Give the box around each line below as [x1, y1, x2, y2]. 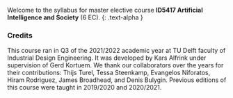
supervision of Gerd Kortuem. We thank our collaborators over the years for [7, 61, 224, 70]
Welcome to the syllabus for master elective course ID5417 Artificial [7, 6, 203, 14]
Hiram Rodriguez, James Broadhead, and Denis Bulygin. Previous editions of [7, 76, 227, 84]
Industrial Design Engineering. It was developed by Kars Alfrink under [7, 54, 207, 62]
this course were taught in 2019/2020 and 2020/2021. [7, 83, 162, 92]
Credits [7, 31, 33, 40]
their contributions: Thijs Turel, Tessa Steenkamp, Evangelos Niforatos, [7, 69, 211, 77]
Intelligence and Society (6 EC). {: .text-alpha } [7, 13, 144, 22]
